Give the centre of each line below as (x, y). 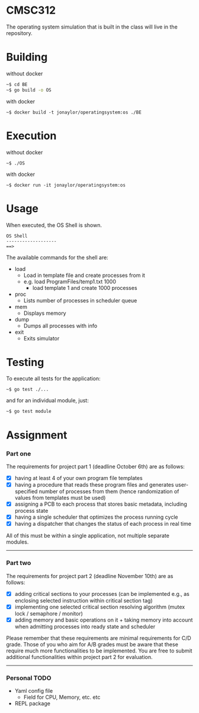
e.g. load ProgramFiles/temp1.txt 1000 (70, 281)
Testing (25, 362)
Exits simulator (41, 338)
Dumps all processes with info (60, 326)
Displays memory (45, 313)
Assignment (37, 435)
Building (27, 57)
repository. (19, 33)
